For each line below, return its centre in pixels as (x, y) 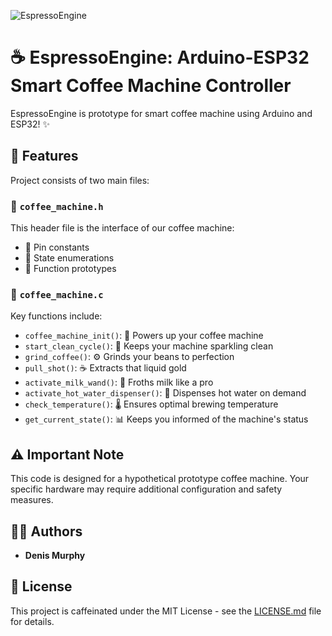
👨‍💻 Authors (46, 531)
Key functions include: (56, 316)
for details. (32, 621)
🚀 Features (44, 156)
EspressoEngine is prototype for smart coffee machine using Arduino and (161, 113)
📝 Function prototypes (70, 269)
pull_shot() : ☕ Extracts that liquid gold (105, 368)
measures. (32, 500)
